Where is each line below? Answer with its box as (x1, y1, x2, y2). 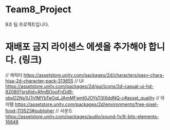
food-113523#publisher (5, 107, 55, 114)
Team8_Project (5, 4, 71, 15)
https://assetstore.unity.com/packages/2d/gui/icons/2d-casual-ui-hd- (5, 83, 154, 89)
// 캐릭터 (5, 72, 23, 78)
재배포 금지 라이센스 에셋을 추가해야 (5, 41, 146, 53)
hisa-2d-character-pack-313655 (5, 78, 73, 84)
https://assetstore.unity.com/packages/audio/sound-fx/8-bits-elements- (5, 113, 159, 119)
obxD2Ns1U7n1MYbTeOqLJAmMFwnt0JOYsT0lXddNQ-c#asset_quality (5, 95, 155, 101)
